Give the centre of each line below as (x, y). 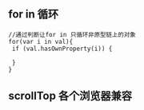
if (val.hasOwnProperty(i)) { (62, 49)
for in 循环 (34, 14)
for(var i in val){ (41, 41)
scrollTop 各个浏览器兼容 (70, 96)
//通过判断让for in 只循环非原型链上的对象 (72, 34)
